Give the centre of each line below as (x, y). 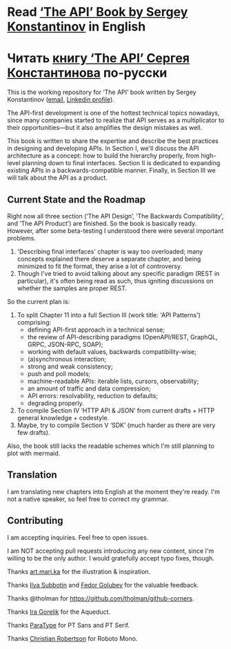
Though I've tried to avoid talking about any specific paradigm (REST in (118, 273)
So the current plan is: (39, 301)
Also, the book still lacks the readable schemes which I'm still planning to (111, 446)
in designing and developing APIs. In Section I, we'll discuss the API (103, 149)
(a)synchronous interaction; (67, 359)
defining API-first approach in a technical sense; (96, 330)
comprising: (34, 322)
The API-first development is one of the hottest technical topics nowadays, (113, 113)
